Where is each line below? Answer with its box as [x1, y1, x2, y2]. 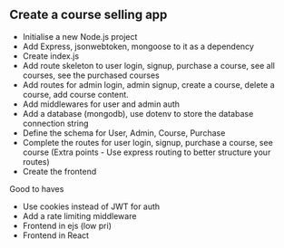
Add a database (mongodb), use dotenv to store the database [22, 108, 254, 119]
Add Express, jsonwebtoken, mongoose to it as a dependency [22, 41, 254, 52]
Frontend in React [22, 230, 89, 241]
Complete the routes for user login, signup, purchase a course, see [22, 137, 274, 148]
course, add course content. [22, 89, 129, 100]
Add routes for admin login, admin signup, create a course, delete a [22, 79, 275, 90]
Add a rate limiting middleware [22, 210, 137, 221]
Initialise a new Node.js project [22, 31, 138, 42]
